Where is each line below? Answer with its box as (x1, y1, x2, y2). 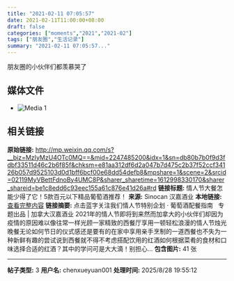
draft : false (7, 23, 45, 30)
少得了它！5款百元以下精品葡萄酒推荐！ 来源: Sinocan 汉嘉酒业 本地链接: (13, 192, 222, 200)
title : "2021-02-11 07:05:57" (7, 10, 95, 17)
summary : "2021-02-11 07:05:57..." (7, 42, 111, 49)
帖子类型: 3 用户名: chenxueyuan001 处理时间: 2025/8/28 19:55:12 (7, 266, 197, 274)
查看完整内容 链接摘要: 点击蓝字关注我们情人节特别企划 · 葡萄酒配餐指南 (7, 201, 214, 209)
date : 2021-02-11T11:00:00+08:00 (7, 17, 104, 24)
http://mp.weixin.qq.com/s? (35, 145, 115, 154)
